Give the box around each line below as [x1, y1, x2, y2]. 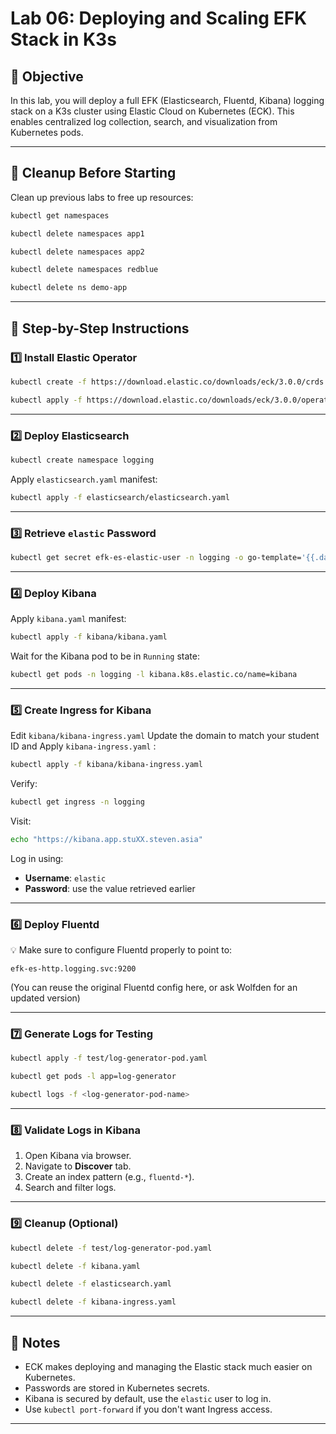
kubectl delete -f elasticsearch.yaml [10, 1279, 172, 1289]
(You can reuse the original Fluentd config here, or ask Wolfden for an [10, 982, 298, 994]
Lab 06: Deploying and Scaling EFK [10, 7, 308, 30]
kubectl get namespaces [10, 210, 110, 221]
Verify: [10, 778, 38, 790]
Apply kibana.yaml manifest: [10, 613, 127, 625]
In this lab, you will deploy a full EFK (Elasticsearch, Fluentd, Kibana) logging [10, 95, 325, 106]
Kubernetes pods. [10, 127, 84, 138]
